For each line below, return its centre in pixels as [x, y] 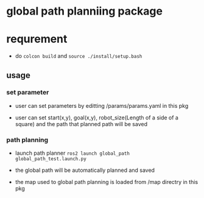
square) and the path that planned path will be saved [81, 124]
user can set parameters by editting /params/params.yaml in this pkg [102, 105]
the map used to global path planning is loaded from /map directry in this [107, 182]
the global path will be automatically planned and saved [85, 170]
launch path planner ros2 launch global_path [72, 153]
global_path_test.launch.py [51, 159]
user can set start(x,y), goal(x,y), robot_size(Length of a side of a [97, 118]
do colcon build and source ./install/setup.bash [79, 56]
